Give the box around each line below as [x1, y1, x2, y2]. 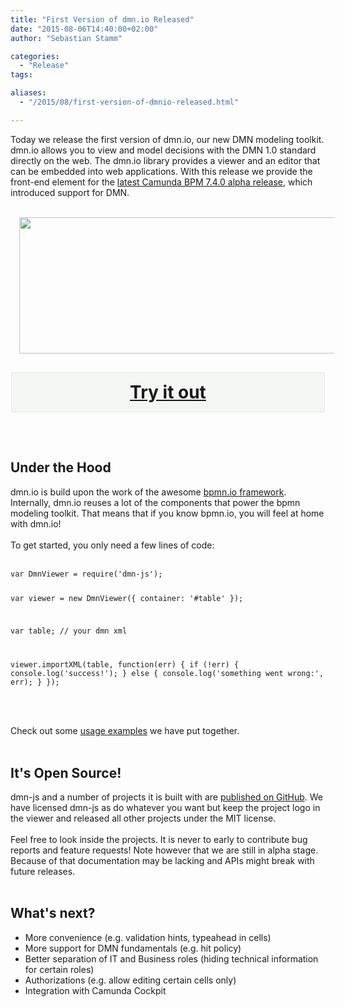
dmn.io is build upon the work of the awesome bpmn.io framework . [10, 486, 287, 498]
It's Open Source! [10, 764, 122, 781]
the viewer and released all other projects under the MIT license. [10, 812, 277, 824]
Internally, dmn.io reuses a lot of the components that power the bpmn [10, 496, 301, 508]
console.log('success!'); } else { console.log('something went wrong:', [10, 669, 325, 679]
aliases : [10, 88, 47, 98]
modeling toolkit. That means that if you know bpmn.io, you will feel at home [10, 507, 325, 519]
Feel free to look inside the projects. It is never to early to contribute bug [10, 833, 308, 845]
